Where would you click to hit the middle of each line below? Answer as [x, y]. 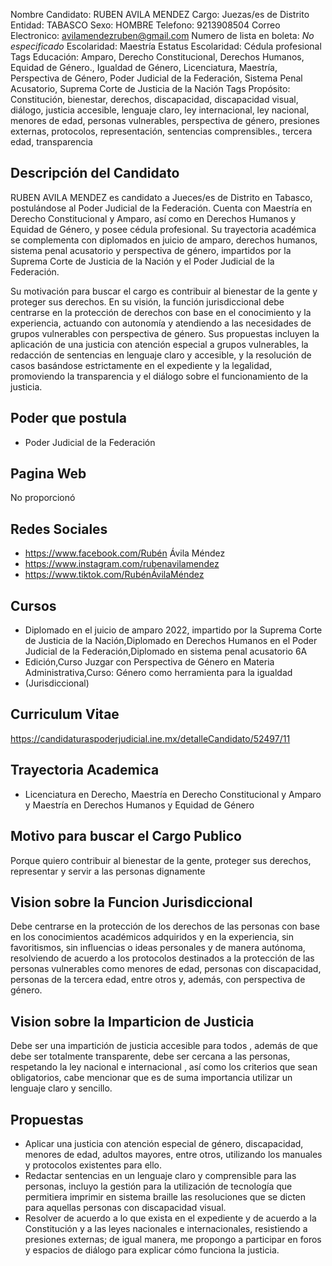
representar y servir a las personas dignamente [108, 871]
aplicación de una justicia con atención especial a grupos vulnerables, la [159, 344]
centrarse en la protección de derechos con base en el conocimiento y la [161, 312]
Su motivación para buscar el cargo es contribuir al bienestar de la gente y [164, 291]
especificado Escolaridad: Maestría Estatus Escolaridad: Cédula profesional [166, 46]
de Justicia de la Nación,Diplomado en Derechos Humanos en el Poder [171, 641]
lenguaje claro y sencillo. [61, 1088]
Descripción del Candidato [95, 173]
